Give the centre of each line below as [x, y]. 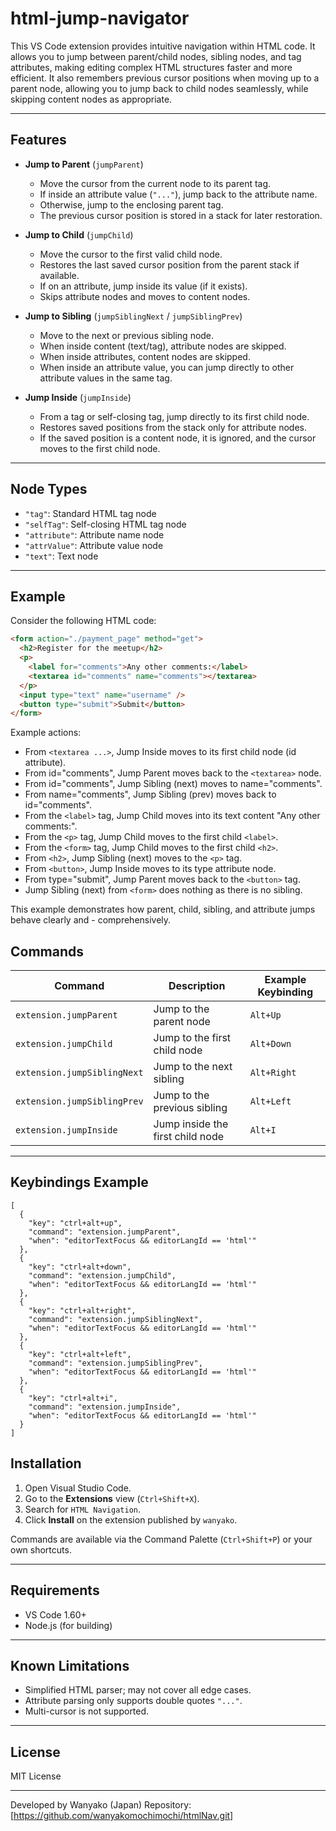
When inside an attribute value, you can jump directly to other [167, 367]
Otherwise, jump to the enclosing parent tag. [131, 204]
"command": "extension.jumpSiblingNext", [115, 1319]
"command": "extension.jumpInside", [105, 1407]
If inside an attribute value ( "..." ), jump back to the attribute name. [178, 194]
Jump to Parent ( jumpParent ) [84, 164]
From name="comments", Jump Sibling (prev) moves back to [150, 794]
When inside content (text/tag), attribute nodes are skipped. [163, 346]
